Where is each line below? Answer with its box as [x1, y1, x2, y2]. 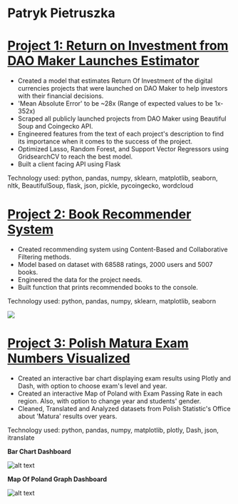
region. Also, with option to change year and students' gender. [17, 397, 202, 405]
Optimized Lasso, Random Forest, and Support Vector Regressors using [17, 145, 229, 153]
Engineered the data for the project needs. [17, 276, 143, 284]
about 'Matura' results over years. [17, 412, 118, 420]
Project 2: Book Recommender [7, 206, 192, 223]
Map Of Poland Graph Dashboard [7, 475, 107, 483]
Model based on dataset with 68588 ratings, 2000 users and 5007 [17, 261, 213, 269]
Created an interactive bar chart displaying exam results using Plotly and [17, 374, 232, 383]
